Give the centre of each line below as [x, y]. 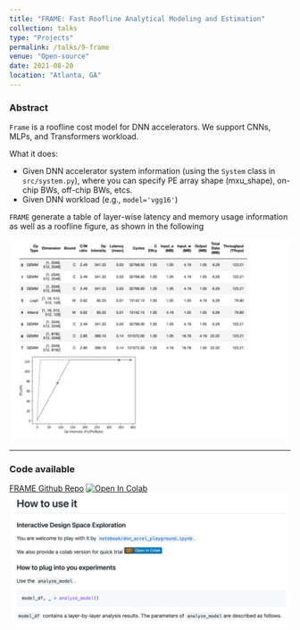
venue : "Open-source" [50, 57]
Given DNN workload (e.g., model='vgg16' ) [100, 200]
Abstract [29, 107]
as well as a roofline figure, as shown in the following [107, 227]
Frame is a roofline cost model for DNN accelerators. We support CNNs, [140, 127]
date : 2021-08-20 [42, 66]
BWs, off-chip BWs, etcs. [86, 190]
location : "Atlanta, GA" [55, 76]
